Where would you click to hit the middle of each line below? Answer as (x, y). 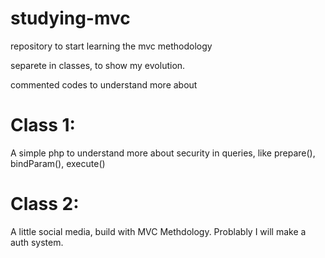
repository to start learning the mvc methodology (111, 46)
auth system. (37, 242)
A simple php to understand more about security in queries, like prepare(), (163, 153)
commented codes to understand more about (104, 84)
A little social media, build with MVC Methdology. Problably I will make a (158, 231)
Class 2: (45, 204)
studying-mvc (70, 18)
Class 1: (43, 125)
